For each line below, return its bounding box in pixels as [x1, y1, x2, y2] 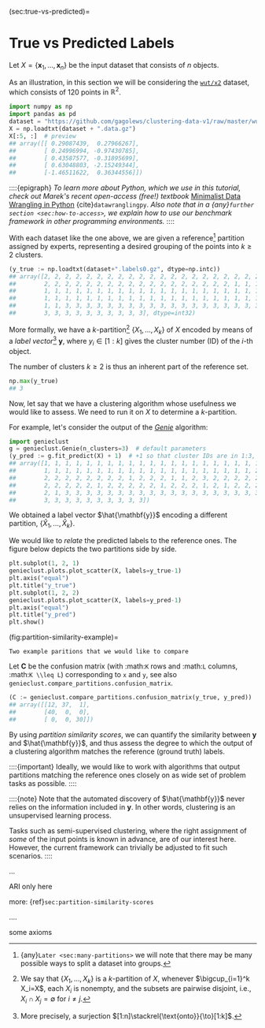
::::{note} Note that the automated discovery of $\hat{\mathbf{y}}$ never [9, 794, 245, 803]
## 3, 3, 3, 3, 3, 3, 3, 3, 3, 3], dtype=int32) [9, 309, 196, 318]
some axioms [9, 927, 53, 937]
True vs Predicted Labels [9, 35, 175, 52]
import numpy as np [9, 102, 73, 111]
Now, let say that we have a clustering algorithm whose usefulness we [9, 398, 237, 408]
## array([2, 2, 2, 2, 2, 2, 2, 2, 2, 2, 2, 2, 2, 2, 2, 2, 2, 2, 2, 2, [9, 272, 252, 281]
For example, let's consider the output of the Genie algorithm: [9, 422, 208, 432]
